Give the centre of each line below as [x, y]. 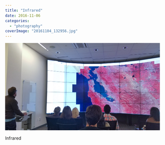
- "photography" [26, 26]
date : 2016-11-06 [23, 15]
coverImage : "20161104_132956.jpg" [41, 31]
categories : [17, 21]
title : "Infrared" [24, 10]
